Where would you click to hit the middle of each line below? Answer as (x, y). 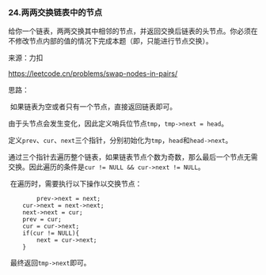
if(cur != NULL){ (51, 234)
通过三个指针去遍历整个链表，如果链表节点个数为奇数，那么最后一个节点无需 (133, 157)
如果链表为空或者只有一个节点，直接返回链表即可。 (93, 107)
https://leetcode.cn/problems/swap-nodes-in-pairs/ (93, 73)
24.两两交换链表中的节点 (55, 12)
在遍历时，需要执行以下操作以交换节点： (76, 184)
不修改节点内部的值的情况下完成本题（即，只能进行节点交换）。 (110, 41)
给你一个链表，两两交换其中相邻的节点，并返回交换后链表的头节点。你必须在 (133, 31)
